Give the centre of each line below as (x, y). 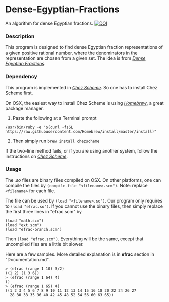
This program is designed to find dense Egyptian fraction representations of (84, 47)
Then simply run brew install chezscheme (56, 141)
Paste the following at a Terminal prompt (54, 118)
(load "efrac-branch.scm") (34, 229)
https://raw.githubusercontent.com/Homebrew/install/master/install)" (81, 132)
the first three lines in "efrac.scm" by (44, 211)
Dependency (21, 77)
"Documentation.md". (28, 259)
